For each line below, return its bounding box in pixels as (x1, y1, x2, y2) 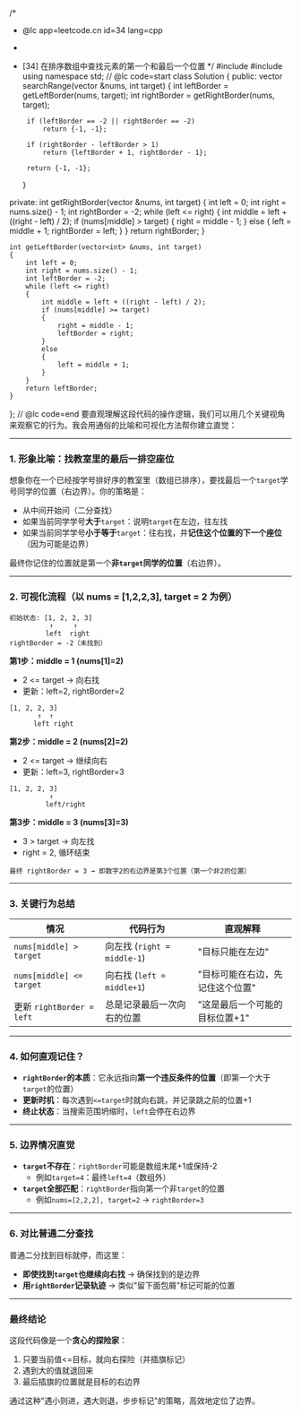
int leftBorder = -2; (25, 274, 106, 283)
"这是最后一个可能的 (197, 998, 284, 1011)
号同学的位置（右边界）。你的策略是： (9, 486, 147, 496)
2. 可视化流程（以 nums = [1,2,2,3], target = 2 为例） (9, 591, 237, 603)
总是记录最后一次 (105, 998, 177, 1011)
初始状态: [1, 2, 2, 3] (9, 613, 92, 622)
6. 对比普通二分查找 (9, 1228, 94, 1240)
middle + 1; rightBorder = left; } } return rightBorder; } (9, 226, 205, 236)
